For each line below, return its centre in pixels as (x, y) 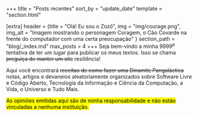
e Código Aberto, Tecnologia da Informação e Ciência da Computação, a (95, 83)
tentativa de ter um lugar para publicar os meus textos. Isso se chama (91, 52)
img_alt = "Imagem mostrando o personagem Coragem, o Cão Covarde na (97, 33)
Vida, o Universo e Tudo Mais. (43, 89)
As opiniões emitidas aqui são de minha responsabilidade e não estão (91, 101)
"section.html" (24, 15)
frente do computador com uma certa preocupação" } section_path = (91, 39)
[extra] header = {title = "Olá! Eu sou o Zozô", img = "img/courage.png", (94, 26)
